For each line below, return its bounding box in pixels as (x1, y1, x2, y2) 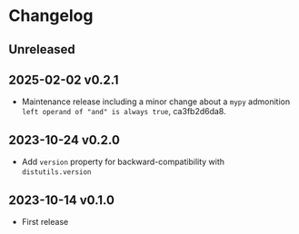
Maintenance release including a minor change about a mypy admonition (21, 96, 291, 107)
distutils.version (21, 168, 92, 177)
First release (21, 217, 69, 228)
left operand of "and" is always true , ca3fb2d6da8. (21, 106, 226, 117)
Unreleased (8, 42, 76, 57)
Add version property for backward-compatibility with (21, 156, 224, 168)
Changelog (8, 5, 94, 26)
